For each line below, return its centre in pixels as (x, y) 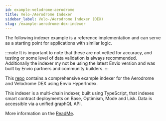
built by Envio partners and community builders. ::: (57, 69)
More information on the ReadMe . (40, 114)
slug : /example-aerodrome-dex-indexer (45, 24)
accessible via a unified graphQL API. (44, 104)
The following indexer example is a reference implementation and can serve (83, 38)
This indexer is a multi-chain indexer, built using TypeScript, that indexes (80, 93)
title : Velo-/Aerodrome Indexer (39, 14)
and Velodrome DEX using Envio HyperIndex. (52, 84)
